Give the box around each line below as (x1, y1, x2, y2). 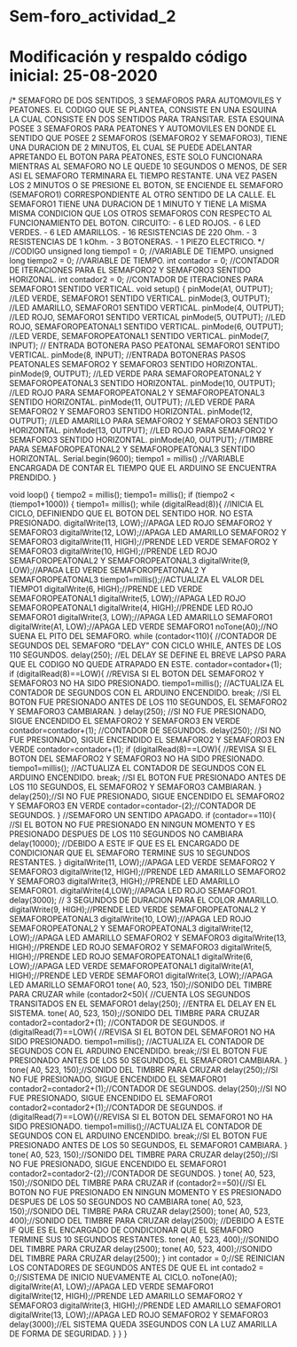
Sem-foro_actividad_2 (9, 6, 176, 27)
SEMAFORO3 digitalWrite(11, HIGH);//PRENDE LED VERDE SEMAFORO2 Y (9, 537, 278, 547)
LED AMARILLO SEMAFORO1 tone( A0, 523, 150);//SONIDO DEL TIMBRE (9, 980, 273, 990)
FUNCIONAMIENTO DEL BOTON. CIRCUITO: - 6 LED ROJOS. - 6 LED (9, 217, 262, 228)
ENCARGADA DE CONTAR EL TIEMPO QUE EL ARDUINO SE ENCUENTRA (9, 463, 277, 474)
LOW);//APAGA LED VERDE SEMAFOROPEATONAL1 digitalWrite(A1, (9, 961, 254, 972)
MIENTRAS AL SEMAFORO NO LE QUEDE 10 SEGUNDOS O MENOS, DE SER (9, 161, 288, 172)
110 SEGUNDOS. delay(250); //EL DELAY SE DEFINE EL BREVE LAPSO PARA (9, 650, 286, 660)
